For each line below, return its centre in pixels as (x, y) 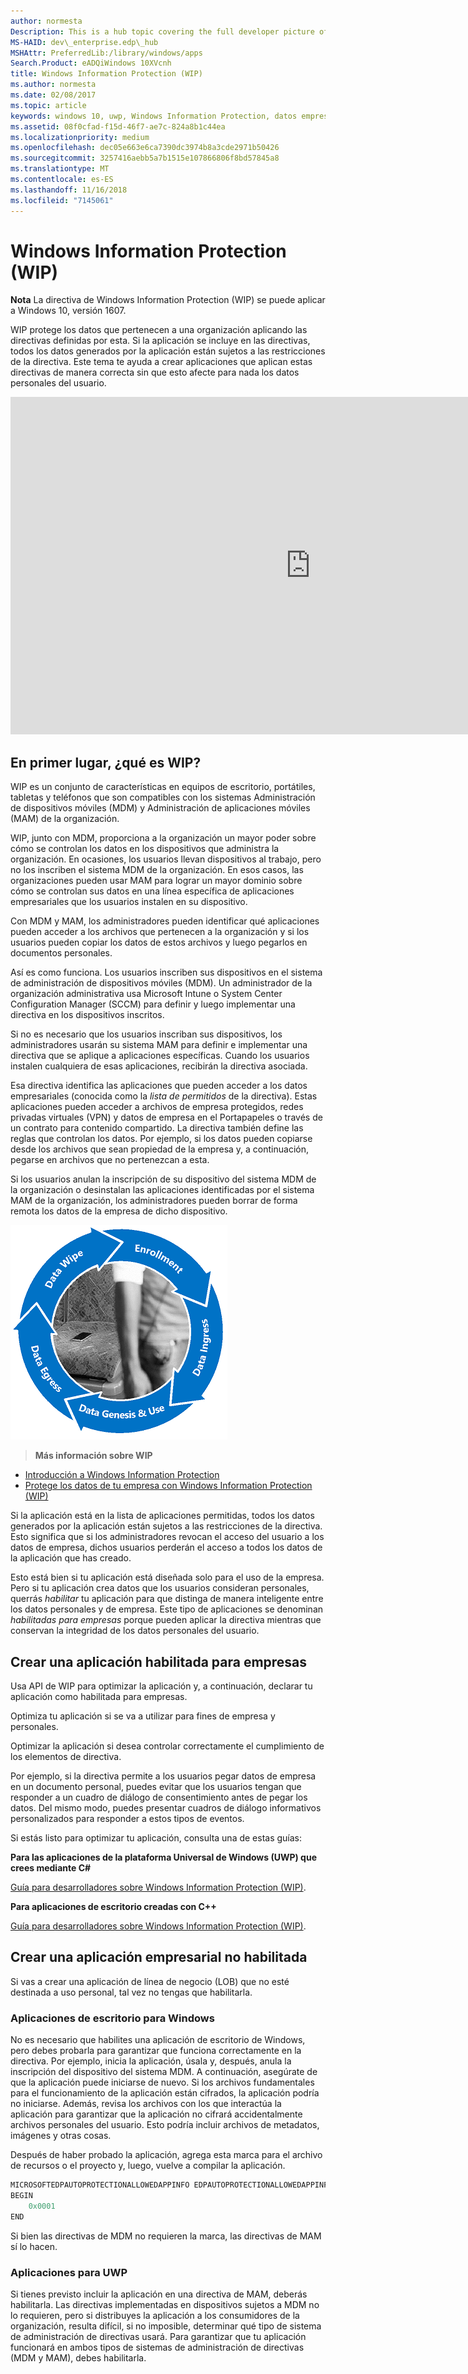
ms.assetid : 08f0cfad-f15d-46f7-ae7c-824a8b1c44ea (118, 126)
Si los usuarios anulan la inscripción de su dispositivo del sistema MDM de (163, 1179)
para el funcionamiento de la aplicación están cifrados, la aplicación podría (165, 2093)
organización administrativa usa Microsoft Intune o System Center (146, 994)
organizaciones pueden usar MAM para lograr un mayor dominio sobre (156, 881)
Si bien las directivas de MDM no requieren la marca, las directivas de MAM (166, 2236)
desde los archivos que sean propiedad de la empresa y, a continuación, (159, 1149)
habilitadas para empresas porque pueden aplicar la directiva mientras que (166, 1620)
